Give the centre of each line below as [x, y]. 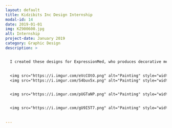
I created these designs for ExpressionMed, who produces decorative [85, 62]
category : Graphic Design [33, 43]
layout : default [23, 10]
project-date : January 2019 [35, 39]
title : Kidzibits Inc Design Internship [49, 15]
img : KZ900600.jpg [25, 29]
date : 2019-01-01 [24, 24]
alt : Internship [23, 34]
